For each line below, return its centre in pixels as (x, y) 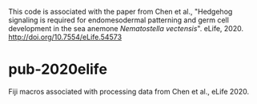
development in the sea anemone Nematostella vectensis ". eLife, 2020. (126, 28)
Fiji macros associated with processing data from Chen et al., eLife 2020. (129, 91)
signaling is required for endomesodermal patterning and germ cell (119, 20)
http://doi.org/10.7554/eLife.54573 (65, 37)
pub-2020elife (58, 69)
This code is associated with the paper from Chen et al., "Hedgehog (120, 12)
